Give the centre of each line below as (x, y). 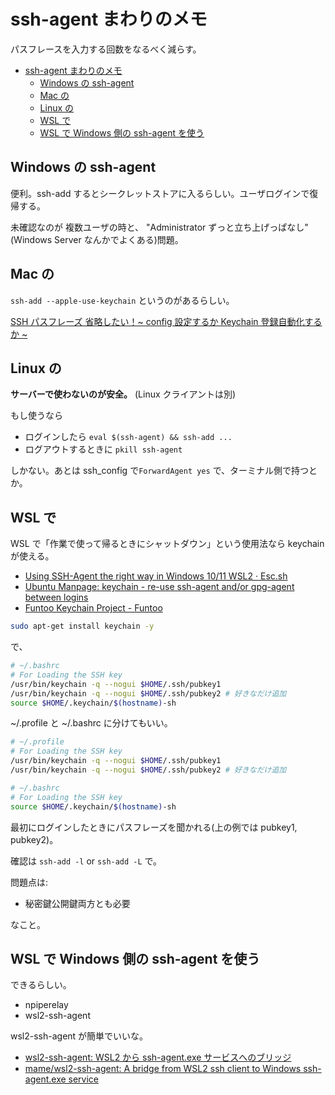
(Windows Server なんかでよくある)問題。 (97, 239)
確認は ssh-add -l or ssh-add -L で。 (86, 861)
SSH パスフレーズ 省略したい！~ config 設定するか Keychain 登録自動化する (166, 321)
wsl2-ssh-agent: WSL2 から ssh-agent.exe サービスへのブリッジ (158, 1057)
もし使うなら (36, 416)
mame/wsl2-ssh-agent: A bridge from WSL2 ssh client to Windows (163, 1069)
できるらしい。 (41, 985)
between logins (56, 597)
